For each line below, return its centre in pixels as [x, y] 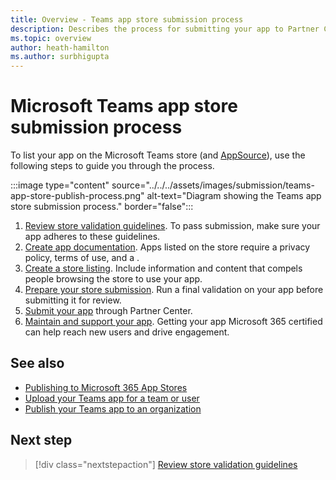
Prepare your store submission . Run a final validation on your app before [174, 290]
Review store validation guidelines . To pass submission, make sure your [172, 226]
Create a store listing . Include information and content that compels [163, 268]
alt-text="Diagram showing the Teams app [234, 196]
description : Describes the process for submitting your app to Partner [165, 29]
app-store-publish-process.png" [77, 196]
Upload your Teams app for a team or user [112, 398]
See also [37, 363]
